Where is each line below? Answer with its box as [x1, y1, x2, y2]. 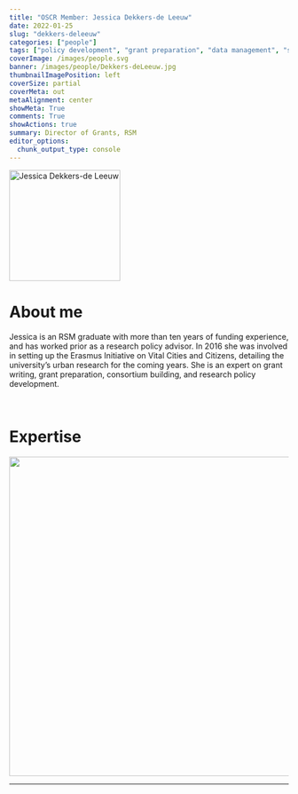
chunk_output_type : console [17, 145, 122, 153]
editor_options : [9, 137, 69, 145]
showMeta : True [9, 104, 66, 113]
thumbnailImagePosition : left [9, 71, 122, 80]
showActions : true [9, 121, 77, 130]
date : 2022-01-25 [9, 21, 74, 30]
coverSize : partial [9, 79, 82, 88]
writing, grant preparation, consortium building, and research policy [9, 369, 256, 380]
